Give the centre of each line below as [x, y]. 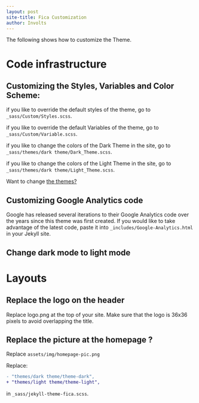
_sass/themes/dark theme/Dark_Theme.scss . [59, 152]
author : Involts [26, 23]
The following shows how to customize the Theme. [69, 40]
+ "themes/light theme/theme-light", [53, 382]
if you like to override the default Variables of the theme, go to [83, 128]
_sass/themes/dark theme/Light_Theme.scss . [61, 170]
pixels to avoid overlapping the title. [50, 321]
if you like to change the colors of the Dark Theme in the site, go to [88, 146]
